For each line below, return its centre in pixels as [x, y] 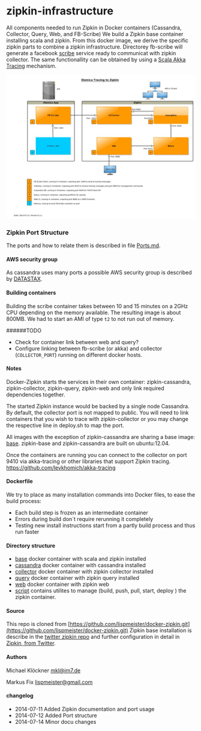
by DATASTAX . [24, 279]
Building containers [31, 293]
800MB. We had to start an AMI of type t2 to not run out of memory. [91, 318]
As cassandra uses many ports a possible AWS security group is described [99, 273]
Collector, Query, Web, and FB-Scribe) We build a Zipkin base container [95, 34]
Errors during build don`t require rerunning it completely [84, 519]
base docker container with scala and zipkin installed [80, 559]
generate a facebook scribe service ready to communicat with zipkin [91, 53]
